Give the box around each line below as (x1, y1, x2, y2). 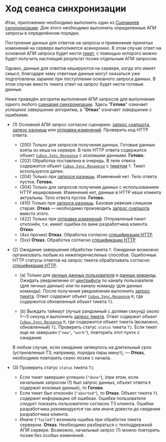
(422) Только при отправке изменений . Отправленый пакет (19, 216, 146, 221)
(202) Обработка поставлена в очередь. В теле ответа (19, 157, 135, 163)
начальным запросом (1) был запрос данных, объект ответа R (19, 379, 151, 385)
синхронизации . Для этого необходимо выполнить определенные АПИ (5, 24, 157, 30)
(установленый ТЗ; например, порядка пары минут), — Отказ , (12, 349, 145, 355)
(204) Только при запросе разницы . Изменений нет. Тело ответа (19, 173, 157, 179)
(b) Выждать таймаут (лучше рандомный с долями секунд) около (19, 308, 160, 314)
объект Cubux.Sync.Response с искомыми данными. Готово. (19, 152, 145, 158)
